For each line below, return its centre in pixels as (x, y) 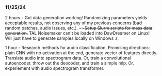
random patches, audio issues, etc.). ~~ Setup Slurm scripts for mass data (79, 28)
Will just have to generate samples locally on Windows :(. (62, 38)
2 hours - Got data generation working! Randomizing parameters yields (76, 18)
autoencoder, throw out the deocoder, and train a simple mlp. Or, (70, 63)
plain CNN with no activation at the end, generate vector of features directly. (81, 53)
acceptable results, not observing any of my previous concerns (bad (73, 23)
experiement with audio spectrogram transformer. (55, 68)
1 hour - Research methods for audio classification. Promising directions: (78, 48)
